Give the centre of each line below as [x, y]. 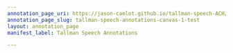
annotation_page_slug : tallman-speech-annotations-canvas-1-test [103, 20]
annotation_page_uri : [38, 13]
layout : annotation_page [43, 26]
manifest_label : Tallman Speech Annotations [72, 33]
